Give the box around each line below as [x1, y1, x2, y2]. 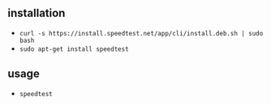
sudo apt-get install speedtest [19, 44, 129, 53]
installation [7, 6, 66, 20]
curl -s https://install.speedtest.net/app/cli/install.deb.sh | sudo [19, 29, 264, 37]
